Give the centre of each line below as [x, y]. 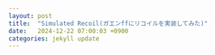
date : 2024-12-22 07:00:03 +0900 [69, 31]
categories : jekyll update [54, 38]
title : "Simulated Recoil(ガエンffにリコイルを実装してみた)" [108, 23]
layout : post [30, 16]
